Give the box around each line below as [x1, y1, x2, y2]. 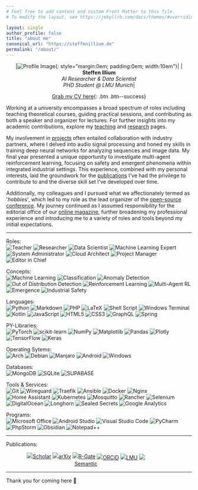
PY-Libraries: [6, 322, 38, 329]
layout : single [6, 25, 44, 31]
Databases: [6, 363, 34, 371]
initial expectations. [6, 221, 54, 228]
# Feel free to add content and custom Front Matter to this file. [6, 8, 176, 15]
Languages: [6, 298, 35, 305]
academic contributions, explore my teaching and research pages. [6, 123, 167, 130]
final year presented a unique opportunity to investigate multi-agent [6, 153, 171, 160]
